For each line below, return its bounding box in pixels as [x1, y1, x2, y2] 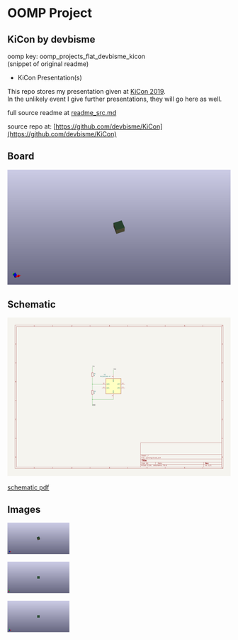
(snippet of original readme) [7, 60, 89, 68]
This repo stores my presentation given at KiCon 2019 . [7, 87, 166, 95]
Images [7, 503, 41, 516]
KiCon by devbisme [7, 33, 96, 45]
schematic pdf [7, 483, 50, 492]
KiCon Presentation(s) [17, 73, 83, 82]
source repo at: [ [7, 122, 56, 131]
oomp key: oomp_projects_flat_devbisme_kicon [7, 52, 146, 60]
